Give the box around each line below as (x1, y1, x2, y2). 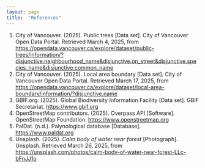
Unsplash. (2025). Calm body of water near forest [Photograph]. (15, 135, 179, 142)
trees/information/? (15, 51, 64, 58)
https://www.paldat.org (15, 129, 74, 136)
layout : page (6, 9, 40, 15)
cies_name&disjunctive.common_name (15, 64, 114, 71)
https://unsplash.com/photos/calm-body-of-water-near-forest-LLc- (15, 148, 187, 156)
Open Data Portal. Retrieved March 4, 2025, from (15, 38, 139, 45)
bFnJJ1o (15, 155, 37, 162)
